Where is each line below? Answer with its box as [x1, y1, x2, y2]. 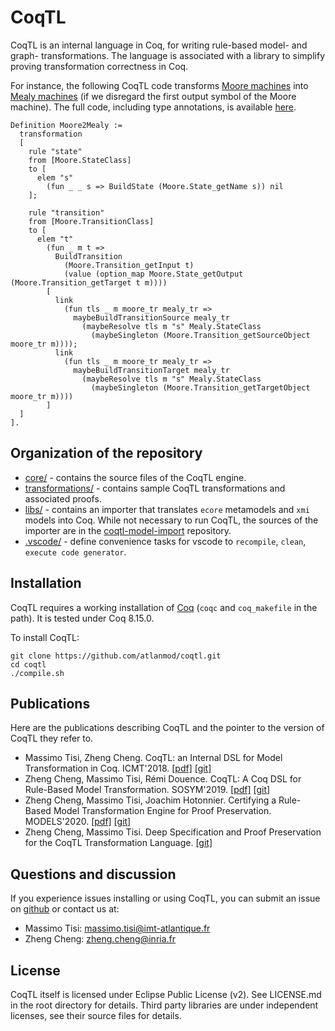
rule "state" [28, 146, 83, 156]
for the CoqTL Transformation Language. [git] [24, 837, 213, 849]
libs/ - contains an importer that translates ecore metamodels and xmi [24, 503, 310, 515]
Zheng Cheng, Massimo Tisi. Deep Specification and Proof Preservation [24, 826, 322, 838]
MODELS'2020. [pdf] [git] [24, 816, 132, 828]
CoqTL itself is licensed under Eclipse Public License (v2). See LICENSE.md [10, 989, 322, 1000]
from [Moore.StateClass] [28, 155, 132, 165]
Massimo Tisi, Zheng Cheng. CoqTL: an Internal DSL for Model [24, 752, 283, 764]
